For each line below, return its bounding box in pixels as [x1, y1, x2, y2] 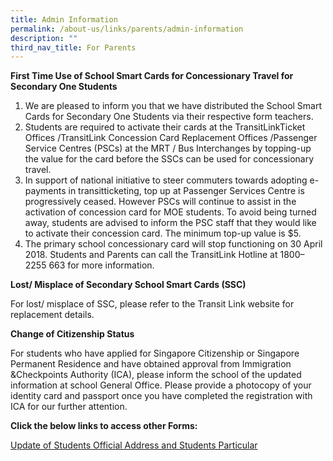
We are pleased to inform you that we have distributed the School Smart [24, 100, 323, 112]
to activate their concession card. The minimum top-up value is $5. [24, 227, 302, 240]
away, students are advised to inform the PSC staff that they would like [24, 217, 317, 229]
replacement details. [10, 309, 95, 321]
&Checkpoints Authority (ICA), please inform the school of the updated [10, 369, 302, 381]
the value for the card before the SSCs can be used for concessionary [24, 153, 315, 165]
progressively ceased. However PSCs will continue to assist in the [24, 196, 297, 208]
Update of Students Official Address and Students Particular [10, 439, 258, 451]
